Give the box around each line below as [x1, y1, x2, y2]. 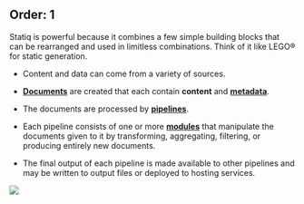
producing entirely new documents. [22, 140, 156, 151]
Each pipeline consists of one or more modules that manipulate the [22, 121, 274, 131]
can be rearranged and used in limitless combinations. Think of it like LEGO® [9, 41, 296, 52]
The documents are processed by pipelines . [22, 103, 189, 114]
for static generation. [9, 50, 88, 62]
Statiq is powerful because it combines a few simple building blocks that [9, 31, 279, 42]
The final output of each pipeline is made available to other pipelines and [22, 158, 295, 169]
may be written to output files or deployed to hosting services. [22, 167, 256, 178]
